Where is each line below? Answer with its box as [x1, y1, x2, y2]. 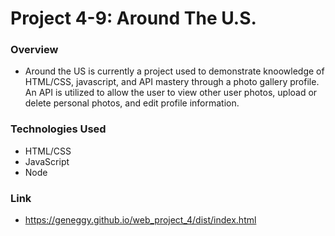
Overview [10, 43, 59, 57]
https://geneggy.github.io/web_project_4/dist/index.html [24, 214, 257, 226]
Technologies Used [10, 122, 107, 136]
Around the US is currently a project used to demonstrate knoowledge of [24, 65, 325, 77]
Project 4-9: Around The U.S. [10, 7, 257, 30]
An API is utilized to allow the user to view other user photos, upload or [24, 87, 318, 99]
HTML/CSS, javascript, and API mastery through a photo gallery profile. [24, 76, 320, 88]
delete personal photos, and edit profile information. [24, 97, 240, 109]
